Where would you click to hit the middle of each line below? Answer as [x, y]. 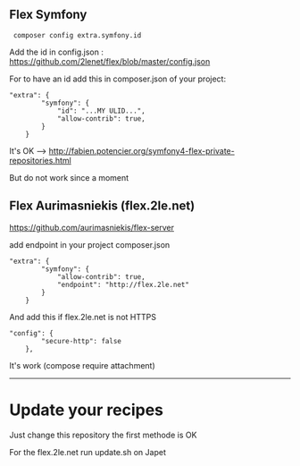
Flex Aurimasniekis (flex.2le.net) [102, 206]
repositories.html [40, 160]
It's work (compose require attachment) [83, 365]
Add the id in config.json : [57, 52]
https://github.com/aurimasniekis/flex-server [92, 227]
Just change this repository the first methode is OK [103, 435]
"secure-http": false [82, 341]
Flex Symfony [48, 15]
